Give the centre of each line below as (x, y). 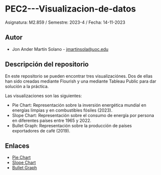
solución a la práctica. (27, 86)
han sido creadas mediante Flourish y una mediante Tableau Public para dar (81, 81)
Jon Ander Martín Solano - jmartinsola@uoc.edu (60, 49)
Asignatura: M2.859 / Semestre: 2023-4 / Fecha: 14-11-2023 (65, 22)
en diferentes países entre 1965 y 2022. (52, 120)
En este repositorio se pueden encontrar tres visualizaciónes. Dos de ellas (79, 76)
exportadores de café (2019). (41, 131)
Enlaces (17, 146)
